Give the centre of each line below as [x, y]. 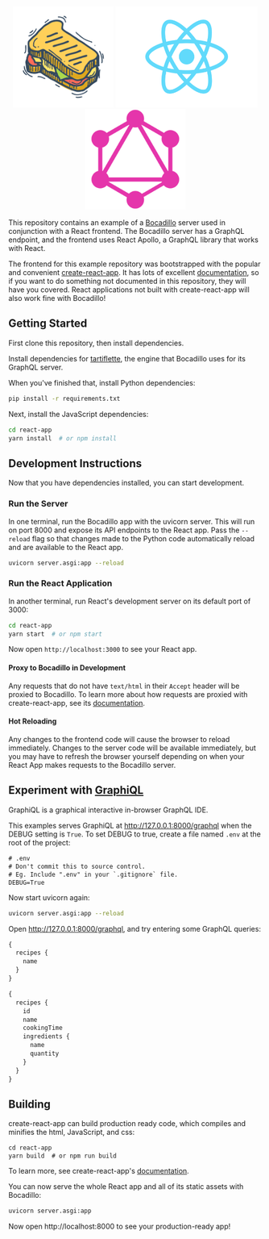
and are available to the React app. [66, 547]
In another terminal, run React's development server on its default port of [130, 601]
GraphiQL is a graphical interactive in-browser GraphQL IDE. [108, 810]
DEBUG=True [27, 882]
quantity [44, 1054]
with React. [27, 248]
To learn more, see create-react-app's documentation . [99, 1171]
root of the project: [39, 842]
